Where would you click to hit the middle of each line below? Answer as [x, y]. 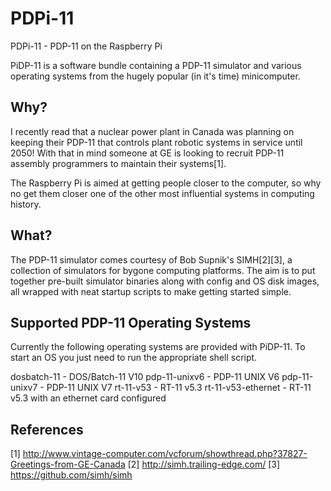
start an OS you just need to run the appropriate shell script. [134, 358]
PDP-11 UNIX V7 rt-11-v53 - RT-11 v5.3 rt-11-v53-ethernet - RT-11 [179, 388]
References [47, 429]
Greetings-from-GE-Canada [68, 464]
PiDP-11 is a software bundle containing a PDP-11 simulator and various [156, 65]
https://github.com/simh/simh [71, 475]
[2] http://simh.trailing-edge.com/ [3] [204, 464]
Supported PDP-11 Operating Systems [131, 322]
